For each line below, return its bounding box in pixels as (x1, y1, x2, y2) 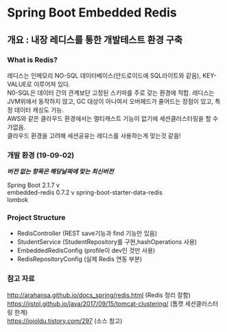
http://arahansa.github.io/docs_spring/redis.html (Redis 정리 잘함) (7, 291, 191, 299)
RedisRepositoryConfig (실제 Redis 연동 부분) (16, 255, 143, 263)
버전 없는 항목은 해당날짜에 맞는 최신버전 (7, 167, 115, 176)
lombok (7, 196, 29, 204)
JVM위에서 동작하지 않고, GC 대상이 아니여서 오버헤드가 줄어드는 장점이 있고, (7, 97, 214, 105)
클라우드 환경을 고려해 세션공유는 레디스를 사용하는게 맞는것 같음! (7, 131, 182, 140)
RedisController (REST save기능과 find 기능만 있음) (16, 229, 158, 238)
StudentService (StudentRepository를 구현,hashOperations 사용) (16, 238, 198, 246)
